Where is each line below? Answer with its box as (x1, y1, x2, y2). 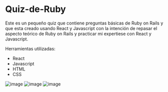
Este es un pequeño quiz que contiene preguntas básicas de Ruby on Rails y (5, 20, 163, 26)
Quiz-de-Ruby (5, 3, 66, 15)
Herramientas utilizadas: (5, 45, 56, 51)
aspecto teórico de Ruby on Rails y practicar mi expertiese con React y (5, 30, 152, 36)
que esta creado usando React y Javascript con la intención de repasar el (5, 25, 157, 31)
